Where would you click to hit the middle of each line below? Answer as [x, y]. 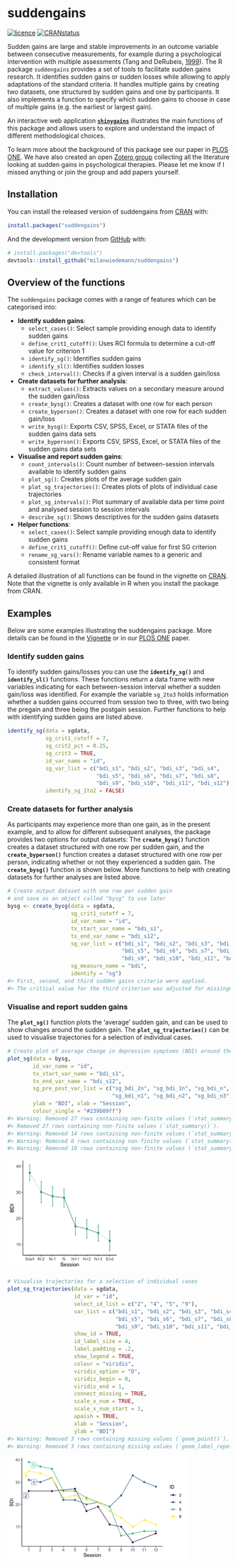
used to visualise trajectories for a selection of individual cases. [100, 1037]
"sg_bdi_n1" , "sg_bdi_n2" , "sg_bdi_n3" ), [174, 1096]
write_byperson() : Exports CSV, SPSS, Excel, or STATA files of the [124, 442]
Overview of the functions [66, 282]
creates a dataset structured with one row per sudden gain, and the [106, 847]
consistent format [54, 562]
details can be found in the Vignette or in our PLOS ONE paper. [99, 638]
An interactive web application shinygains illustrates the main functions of [115, 120]
